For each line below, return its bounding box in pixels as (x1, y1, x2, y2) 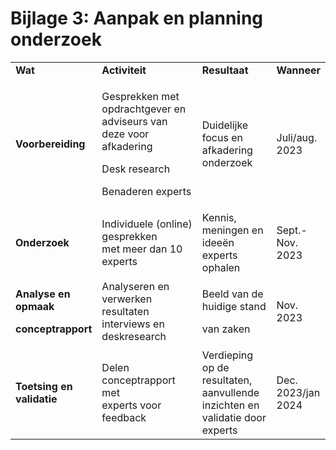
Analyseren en (101, 279, 170, 293)
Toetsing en (15, 379, 73, 393)
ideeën (201, 235, 235, 249)
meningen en (201, 223, 264, 237)
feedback (101, 410, 147, 424)
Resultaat (201, 63, 249, 77)
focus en (201, 130, 243, 144)
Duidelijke (201, 118, 249, 132)
